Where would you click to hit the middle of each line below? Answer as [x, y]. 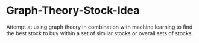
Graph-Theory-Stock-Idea [73, 10]
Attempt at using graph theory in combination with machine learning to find [99, 27]
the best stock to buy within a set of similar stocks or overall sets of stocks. [100, 33]
